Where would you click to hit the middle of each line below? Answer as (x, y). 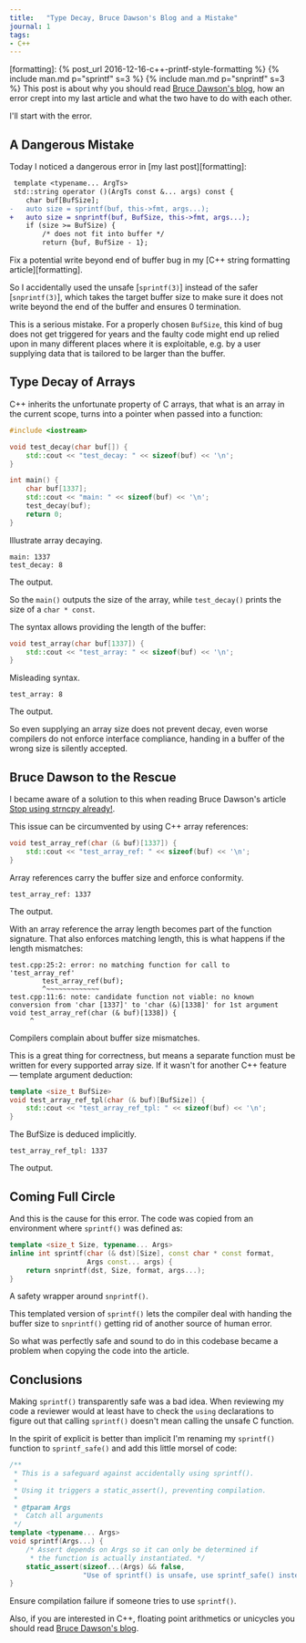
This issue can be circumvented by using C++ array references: (129, 827)
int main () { (34, 480)
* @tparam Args (42, 1507)
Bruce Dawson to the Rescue (93, 777)
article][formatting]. (46, 270)
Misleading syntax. (45, 678)
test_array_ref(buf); (83, 981)
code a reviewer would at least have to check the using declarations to (142, 1411)
